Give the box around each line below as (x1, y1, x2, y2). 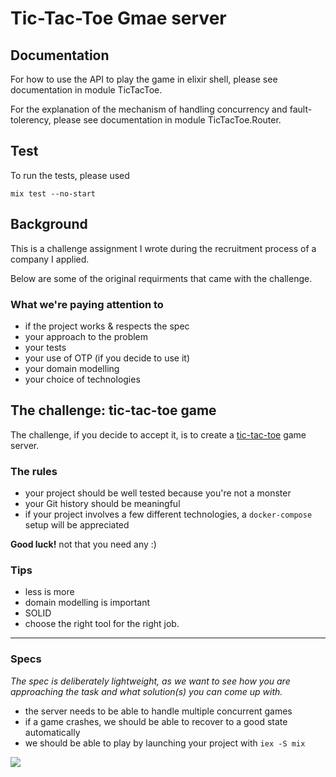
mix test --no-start (10, 188, 97, 199)
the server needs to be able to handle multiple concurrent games (24, 705, 293, 717)
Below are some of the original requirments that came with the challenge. (10, 272, 313, 284)
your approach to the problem (24, 330, 149, 342)
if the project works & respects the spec (24, 320, 190, 332)
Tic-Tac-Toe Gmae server (10, 7, 227, 30)
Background (10, 216, 88, 233)
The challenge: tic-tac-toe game (10, 402, 217, 419)
